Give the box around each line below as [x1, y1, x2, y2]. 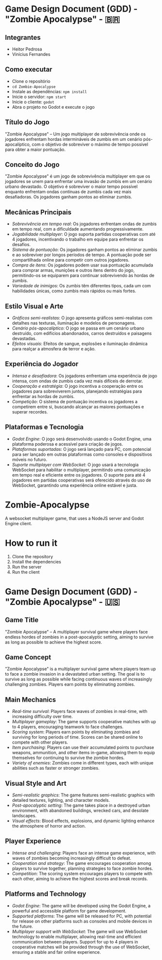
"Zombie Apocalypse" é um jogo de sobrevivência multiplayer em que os [5, 173, 150, 179]
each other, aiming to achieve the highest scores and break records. [12, 876, 148, 881]
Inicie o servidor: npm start [12, 94, 66, 99]
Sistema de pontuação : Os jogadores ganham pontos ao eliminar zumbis [12, 247, 158, 253]
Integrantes [5, 33, 41, 42]
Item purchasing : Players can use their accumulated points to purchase [12, 745, 154, 750]
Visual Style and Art [5, 779, 67, 787]
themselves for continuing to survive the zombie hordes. [12, 755, 125, 761]
